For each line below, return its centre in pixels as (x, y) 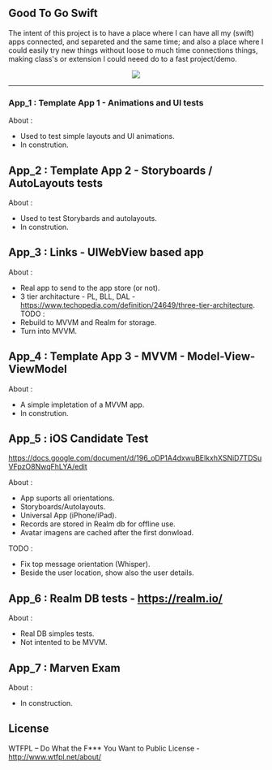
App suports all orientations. (67, 498)
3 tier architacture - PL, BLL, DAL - (78, 296)
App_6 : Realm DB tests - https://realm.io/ (116, 598)
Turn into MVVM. (49, 331)
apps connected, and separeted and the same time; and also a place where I (136, 41)
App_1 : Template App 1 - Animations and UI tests (106, 102)
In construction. (46, 703)
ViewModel (38, 369)
